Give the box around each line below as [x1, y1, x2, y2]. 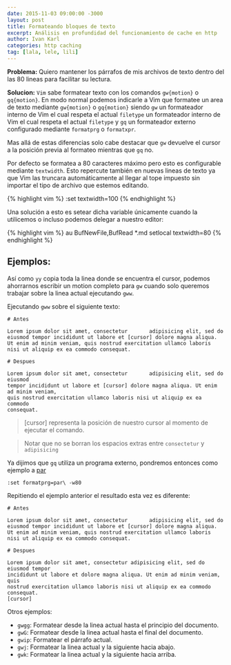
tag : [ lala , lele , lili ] [7, 49, 79, 56]
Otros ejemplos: [7, 607, 52, 615]
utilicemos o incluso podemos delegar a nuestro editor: [7, 215, 164, 223]
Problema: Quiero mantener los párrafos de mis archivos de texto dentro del [7, 67, 225, 76]
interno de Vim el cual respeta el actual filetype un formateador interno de [7, 110, 221, 118]
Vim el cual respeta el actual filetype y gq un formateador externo [7, 117, 197, 126]
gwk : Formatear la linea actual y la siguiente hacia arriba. [17, 650, 177, 658]
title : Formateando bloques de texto [7, 23, 116, 30]
